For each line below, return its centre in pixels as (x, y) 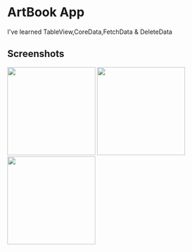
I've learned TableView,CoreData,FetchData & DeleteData (90, 32)
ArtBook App (46, 12)
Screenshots (36, 54)
